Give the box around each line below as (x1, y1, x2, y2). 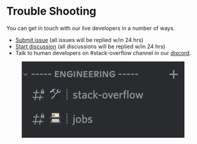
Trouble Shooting (6, 4, 97, 18)
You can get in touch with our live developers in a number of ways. (6, 24, 175, 32)
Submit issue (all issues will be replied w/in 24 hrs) (15, 36, 144, 43)
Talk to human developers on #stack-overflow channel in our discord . (15, 49, 191, 56)
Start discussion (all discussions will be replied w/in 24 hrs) (15, 43, 166, 50)
